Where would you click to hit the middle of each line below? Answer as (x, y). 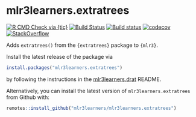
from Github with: (28, 97)
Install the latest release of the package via (60, 56)
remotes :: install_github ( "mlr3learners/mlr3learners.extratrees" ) (91, 108)
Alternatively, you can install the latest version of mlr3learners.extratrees (98, 91)
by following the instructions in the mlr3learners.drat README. (84, 79)
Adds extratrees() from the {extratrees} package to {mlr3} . (82, 45)
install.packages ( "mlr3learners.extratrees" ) (64, 67)
